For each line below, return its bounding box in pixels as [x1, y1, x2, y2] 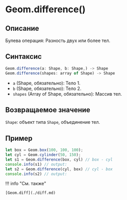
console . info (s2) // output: [5, 171, 67, 176]
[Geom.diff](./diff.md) [5, 190, 56, 195]
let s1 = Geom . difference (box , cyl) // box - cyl [5, 157, 113, 162]
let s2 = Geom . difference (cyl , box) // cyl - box [5, 166, 113, 172]
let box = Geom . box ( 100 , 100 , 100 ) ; [5, 147, 83, 153]
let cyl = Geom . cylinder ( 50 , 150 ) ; [5, 152, 81, 158]
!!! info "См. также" [5, 181, 46, 187]
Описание [5, 24, 39, 33]
